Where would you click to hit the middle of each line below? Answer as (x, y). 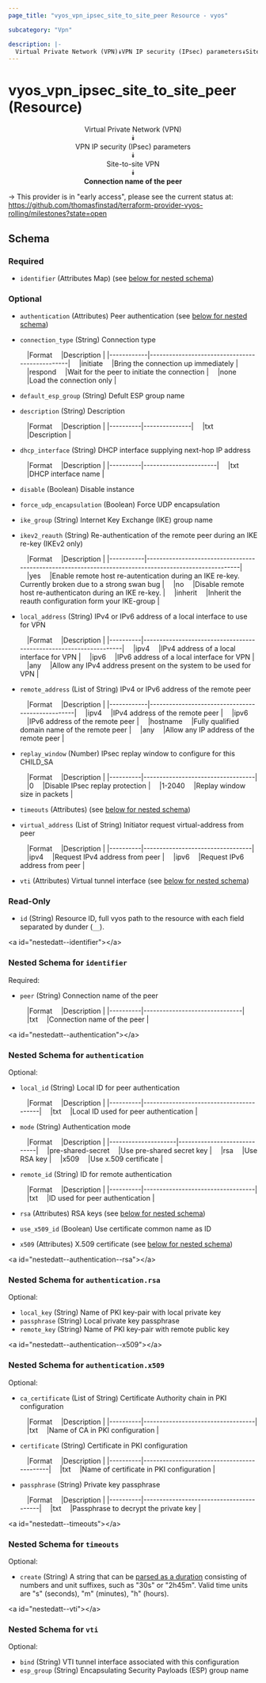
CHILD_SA (36, 762)
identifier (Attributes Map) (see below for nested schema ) (117, 278)
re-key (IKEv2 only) (51, 544)
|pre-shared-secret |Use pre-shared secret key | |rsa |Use (152, 1151)
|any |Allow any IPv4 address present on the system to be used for (139, 665)
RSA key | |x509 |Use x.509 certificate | (91, 1159)
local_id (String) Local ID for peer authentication (100, 1088)
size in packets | (46, 794)
